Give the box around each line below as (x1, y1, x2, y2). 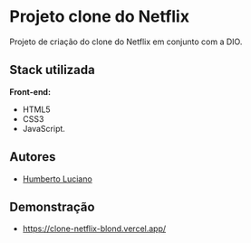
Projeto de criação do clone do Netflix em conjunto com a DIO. (9, 36, 243, 47)
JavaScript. (22, 123, 66, 134)
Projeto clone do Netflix (9, 6, 190, 27)
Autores (9, 149, 56, 164)
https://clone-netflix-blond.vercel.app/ (22, 223, 167, 234)
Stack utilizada (9, 62, 95, 78)
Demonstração (9, 199, 95, 214)
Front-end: (9, 86, 52, 97)
